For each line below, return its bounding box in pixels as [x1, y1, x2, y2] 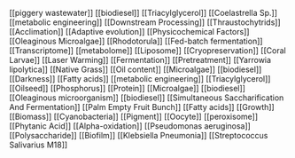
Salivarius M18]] [9, 139, 68, 150]
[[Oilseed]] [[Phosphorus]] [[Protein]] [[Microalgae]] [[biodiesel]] [9, 83, 246, 93]
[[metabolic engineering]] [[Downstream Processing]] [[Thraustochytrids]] [9, 17, 281, 28]
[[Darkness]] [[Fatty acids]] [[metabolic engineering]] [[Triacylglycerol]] [9, 74, 271, 83]
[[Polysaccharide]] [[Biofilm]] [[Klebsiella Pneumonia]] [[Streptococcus [9, 130, 268, 140]
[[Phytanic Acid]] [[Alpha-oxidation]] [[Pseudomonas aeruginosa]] [9, 121, 251, 131]
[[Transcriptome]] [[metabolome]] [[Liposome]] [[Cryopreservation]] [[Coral [9, 45, 286, 56]
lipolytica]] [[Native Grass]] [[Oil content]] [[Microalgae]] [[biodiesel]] [9, 64, 262, 75]
